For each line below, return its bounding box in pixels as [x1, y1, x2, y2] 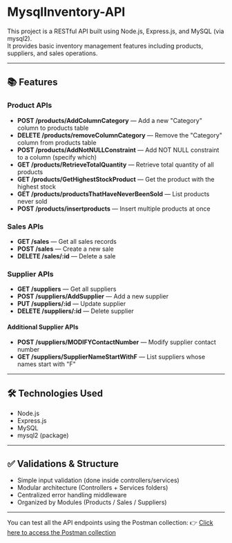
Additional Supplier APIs [7, 323, 79, 331]
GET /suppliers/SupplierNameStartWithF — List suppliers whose [17, 353, 206, 361]
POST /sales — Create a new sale [17, 245, 114, 253]
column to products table [17, 124, 89, 132]
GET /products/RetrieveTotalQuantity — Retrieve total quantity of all [17, 160, 214, 169]
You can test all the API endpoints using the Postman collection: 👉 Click [7, 519, 214, 527]
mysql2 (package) [17, 431, 69, 439]
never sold [17, 197, 48, 205]
